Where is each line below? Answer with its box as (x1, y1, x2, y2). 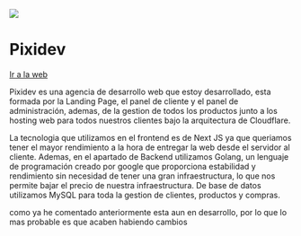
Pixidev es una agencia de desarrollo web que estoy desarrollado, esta (9, 86, 271, 97)
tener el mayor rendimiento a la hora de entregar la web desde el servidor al (9, 142, 290, 153)
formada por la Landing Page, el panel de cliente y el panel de (9, 95, 239, 107)
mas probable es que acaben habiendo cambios (9, 216, 188, 227)
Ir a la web (9, 68, 48, 80)
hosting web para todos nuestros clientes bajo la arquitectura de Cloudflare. (9, 115, 291, 126)
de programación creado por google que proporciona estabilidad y (9, 161, 256, 171)
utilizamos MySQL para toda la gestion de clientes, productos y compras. (9, 189, 280, 200)
